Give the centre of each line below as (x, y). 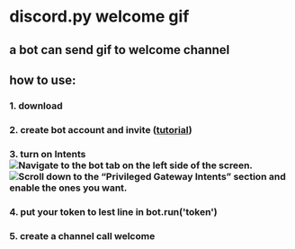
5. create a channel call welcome (82, 236)
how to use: (43, 80)
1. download (36, 105)
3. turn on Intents (48, 154)
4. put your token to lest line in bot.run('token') (113, 211)
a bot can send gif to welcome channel (120, 50)
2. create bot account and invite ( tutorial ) (101, 129)
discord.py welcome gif (99, 17)
